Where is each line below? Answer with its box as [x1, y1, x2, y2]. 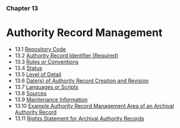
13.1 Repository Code [14, 46, 67, 53]
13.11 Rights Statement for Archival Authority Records [14, 114, 144, 122]
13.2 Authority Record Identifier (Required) [14, 52, 119, 59]
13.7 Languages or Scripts [14, 83, 79, 90]
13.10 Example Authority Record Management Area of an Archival [14, 102, 174, 109]
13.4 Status [14, 64, 43, 72]
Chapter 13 [6, 4, 39, 12]
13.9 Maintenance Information [14, 96, 88, 103]
